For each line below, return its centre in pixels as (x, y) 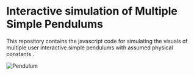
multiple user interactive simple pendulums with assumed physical (90, 48)
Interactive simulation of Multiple (92, 11)
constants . (20, 54)
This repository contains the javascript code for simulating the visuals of (97, 41)
